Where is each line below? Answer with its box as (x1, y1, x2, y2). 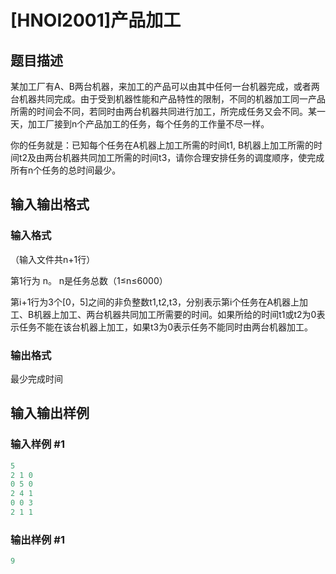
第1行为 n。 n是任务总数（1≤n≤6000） (10, 274, 168, 286)
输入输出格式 (10, 196, 90, 213)
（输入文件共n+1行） (10, 253, 96, 265)
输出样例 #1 (10, 532, 65, 546)
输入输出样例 (10, 405, 90, 422)
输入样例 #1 (10, 437, 65, 451)
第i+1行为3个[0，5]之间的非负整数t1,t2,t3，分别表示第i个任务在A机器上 (10, 296, 300, 308)
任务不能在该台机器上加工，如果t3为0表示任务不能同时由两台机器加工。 (18, 321, 314, 333)
